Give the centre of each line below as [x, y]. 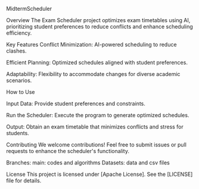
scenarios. [19, 80]
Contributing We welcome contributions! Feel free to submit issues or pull [96, 145]
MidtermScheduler [29, 9]
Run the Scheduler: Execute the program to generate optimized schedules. [98, 115]
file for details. [24, 181]
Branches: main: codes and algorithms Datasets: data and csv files [88, 163]
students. [18, 133]
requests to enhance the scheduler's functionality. [68, 151]
